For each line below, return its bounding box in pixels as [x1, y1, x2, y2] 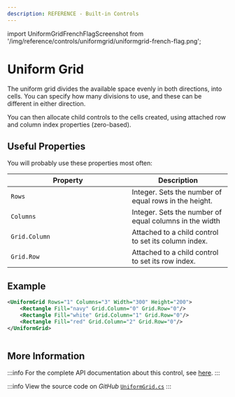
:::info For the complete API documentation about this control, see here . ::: [7, 368, 220, 377]
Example [7, 280, 46, 292]
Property [52, 175, 83, 185]
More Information [7, 350, 85, 362]
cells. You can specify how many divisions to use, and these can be [7, 92, 202, 100]
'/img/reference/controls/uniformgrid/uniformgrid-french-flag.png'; [7, 36, 201, 45]
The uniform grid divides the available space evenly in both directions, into [7, 85, 222, 93]
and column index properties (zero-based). [7, 120, 131, 129]
